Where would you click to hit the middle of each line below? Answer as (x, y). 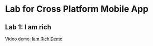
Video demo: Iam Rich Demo (34, 39)
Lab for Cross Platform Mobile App (77, 9)
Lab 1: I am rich (28, 27)
